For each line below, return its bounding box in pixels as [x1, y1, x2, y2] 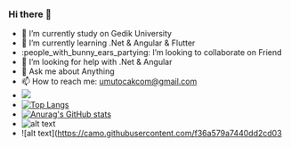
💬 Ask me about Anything [20, 66, 115, 77]
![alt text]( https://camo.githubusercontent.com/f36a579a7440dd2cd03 [20, 128, 282, 139]
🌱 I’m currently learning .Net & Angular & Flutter [20, 37, 196, 48]
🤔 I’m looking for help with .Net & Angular [20, 57, 173, 68]
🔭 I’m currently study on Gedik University [20, 29, 173, 39]
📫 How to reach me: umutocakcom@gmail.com [20, 76, 198, 87]
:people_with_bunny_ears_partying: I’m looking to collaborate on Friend [20, 47, 282, 58]
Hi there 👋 [8, 8, 53, 20]
